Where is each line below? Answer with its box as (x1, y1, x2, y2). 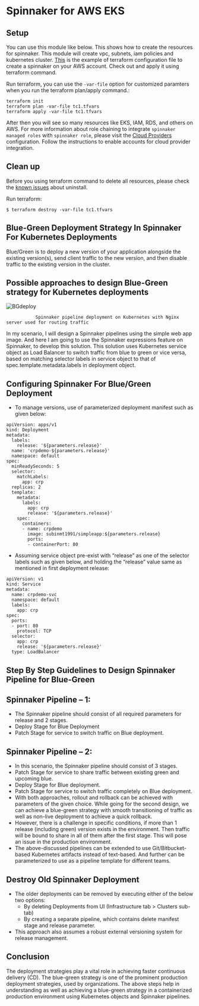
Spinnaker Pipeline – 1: (6, 695, 91, 705)
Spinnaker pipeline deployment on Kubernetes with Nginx (35, 314, 179, 321)
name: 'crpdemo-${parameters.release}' (11, 448, 110, 454)
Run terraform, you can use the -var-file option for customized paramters (6, 80, 189, 87)
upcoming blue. (14, 775, 53, 782)
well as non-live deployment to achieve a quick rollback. (14, 813, 153, 820)
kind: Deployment (6, 427, 49, 433)
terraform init (6, 98, 44, 104)
